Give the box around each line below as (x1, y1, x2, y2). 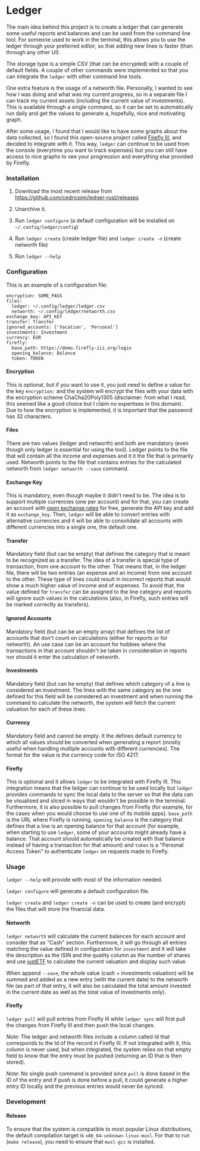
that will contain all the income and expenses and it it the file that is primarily (6, 452, 193, 459)
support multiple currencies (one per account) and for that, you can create (6, 498, 189, 505)
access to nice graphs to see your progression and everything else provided (6, 153, 193, 160)
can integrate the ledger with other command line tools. (6, 73, 143, 80)
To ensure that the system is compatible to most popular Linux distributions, (6, 1125, 192, 1133)
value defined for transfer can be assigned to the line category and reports (6, 588, 192, 596)
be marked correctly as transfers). (6, 601, 90, 608)
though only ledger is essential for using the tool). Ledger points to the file (6, 446, 188, 453)
